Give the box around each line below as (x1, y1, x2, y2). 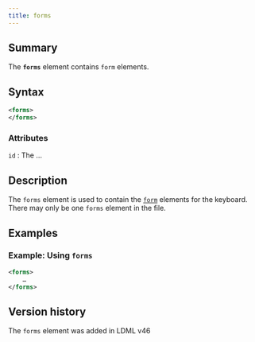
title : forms (8, 11, 52, 20)
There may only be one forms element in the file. (8, 204, 167, 213)
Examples (8, 226, 58, 239)
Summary (8, 41, 58, 55)
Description (8, 173, 68, 187)
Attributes (8, 132, 48, 143)
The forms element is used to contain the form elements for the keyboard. (8, 195, 248, 204)
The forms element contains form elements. (8, 62, 149, 72)
